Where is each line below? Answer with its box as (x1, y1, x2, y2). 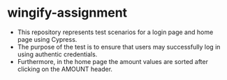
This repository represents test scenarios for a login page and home (17, 28, 214, 36)
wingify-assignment (7, 5, 128, 21)
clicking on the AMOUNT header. (17, 65, 113, 73)
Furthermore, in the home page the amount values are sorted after (17, 57, 208, 65)
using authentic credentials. (17, 50, 98, 58)
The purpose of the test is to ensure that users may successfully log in (17, 42, 221, 51)
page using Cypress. (17, 35, 78, 43)
